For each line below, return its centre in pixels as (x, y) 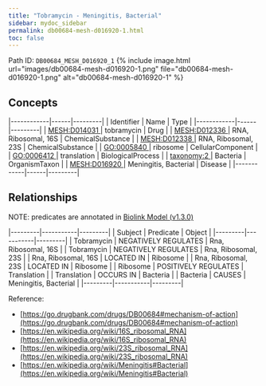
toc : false (26, 38)
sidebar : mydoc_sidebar (48, 23)
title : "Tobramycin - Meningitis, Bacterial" (85, 16)
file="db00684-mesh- (197, 69)
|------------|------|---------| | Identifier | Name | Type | (100, 122)
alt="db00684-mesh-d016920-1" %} (123, 77)
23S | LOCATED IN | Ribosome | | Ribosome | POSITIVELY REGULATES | (126, 266)
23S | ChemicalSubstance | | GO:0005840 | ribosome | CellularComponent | (133, 148)
